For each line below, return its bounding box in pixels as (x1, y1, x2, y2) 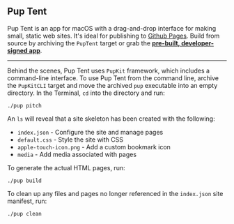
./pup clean (7, 210, 42, 217)
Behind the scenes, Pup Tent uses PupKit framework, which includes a (7, 66, 210, 75)
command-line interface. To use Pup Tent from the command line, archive (7, 73, 219, 82)
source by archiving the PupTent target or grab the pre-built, (7, 38, 180, 47)
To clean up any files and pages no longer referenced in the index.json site (7, 189, 224, 197)
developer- (180, 38, 214, 47)
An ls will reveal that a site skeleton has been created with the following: (7, 114, 215, 123)
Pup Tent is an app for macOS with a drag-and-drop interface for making (7, 24, 217, 32)
